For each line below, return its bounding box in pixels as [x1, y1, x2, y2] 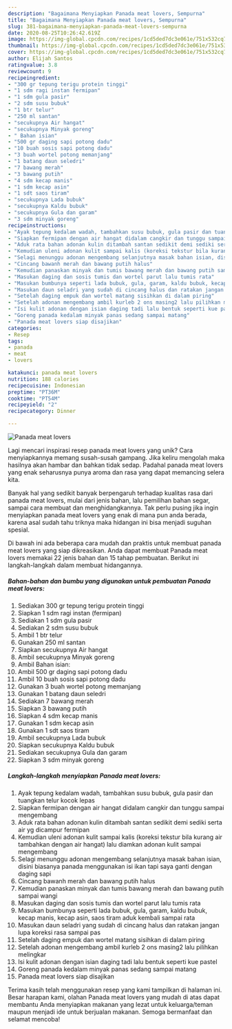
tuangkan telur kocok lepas [17, 796, 95, 805]
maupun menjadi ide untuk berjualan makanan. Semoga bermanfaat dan [8, 1008, 213, 1016]
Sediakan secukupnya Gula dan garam [17, 748, 127, 756]
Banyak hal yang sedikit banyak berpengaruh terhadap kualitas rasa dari [8, 489, 213, 497]
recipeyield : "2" [8, 401, 58, 408]
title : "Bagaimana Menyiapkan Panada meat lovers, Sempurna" [8, 17, 187, 23]
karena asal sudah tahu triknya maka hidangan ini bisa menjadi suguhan [8, 519, 212, 526]
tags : [8, 338, 23, 345]
